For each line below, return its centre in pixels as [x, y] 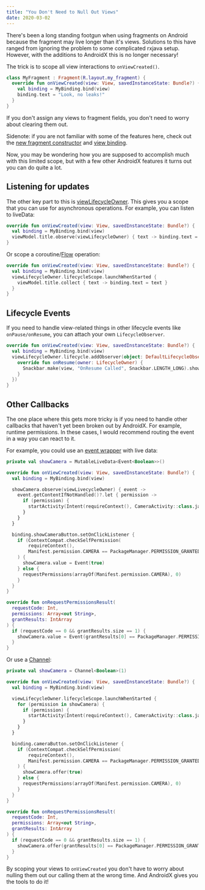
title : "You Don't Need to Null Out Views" [63, 12]
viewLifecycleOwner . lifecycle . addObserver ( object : [77, 357]
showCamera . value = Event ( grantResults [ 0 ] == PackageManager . [98, 637]
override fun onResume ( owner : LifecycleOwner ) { [80, 362]
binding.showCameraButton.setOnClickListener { [74, 535]
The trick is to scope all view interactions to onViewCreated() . [83, 66]
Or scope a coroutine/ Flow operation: [53, 254]
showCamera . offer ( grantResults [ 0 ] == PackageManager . [87, 846]
